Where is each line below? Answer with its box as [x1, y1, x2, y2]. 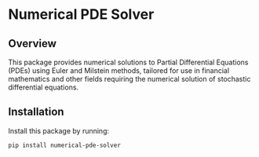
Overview [8, 37, 57, 50]
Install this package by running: [8, 126, 110, 135]
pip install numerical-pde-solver [8, 141, 122, 149]
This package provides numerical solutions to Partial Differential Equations [8, 57, 249, 67]
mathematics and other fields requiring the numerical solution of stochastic [8, 75, 251, 83]
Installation [8, 105, 64, 119]
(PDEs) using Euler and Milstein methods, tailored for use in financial [8, 66, 230, 75]
